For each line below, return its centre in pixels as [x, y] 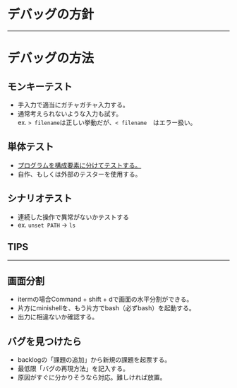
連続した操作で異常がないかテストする [73, 217]
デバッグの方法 [51, 58]
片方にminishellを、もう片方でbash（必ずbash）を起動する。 [106, 308]
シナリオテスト [40, 199]
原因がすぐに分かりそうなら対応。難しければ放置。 [92, 377]
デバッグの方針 [51, 14]
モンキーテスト [40, 87]
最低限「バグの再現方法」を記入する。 [73, 369]
